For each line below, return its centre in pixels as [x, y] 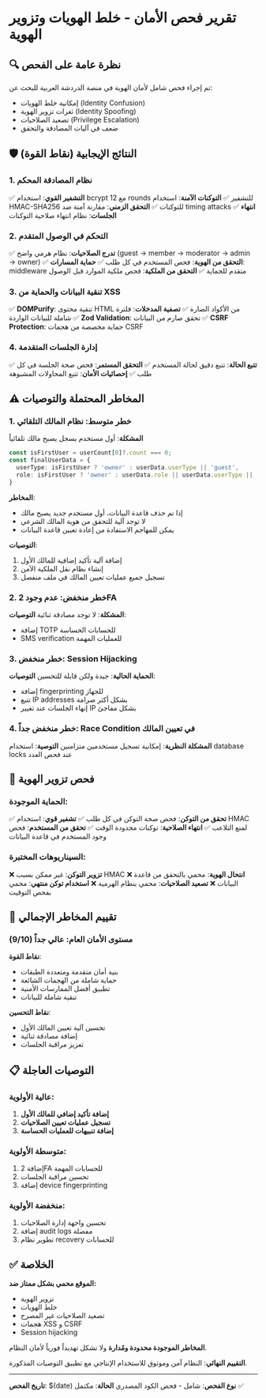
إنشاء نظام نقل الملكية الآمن [62, 568]
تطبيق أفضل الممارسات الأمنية [65, 989]
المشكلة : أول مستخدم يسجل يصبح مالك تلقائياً [76, 439]
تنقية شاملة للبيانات [49, 997]
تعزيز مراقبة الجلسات [52, 1045]
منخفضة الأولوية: [37, 1206]
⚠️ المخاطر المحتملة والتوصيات [77, 399]
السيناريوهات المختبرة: [47, 857]
